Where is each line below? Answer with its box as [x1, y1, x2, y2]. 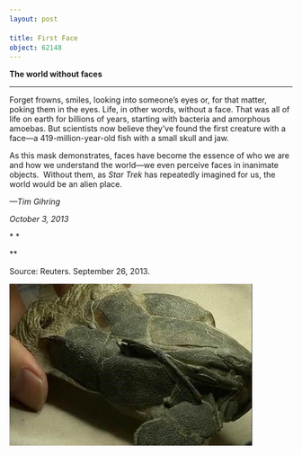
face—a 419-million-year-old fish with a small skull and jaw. [9, 133, 229, 144]
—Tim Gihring [9, 196, 61, 207]
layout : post [9, 14, 58, 23]
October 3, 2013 [9, 214, 69, 225]
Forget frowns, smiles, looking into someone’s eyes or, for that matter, [9, 94, 267, 105]
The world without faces [9, 68, 103, 80]
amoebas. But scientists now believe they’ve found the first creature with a [9, 123, 286, 134]
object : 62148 [9, 43, 63, 52]
